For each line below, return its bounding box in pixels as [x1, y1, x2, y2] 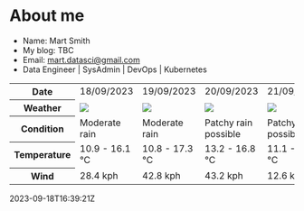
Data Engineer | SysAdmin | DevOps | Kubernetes [22, 64, 208, 75]
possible [204, 128, 242, 141]
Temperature [14, 149, 71, 161]
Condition [21, 123, 65, 135]
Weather [23, 101, 62, 114]
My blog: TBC [22, 44, 74, 55]
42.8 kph [141, 169, 181, 181]
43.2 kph [204, 169, 244, 181]
